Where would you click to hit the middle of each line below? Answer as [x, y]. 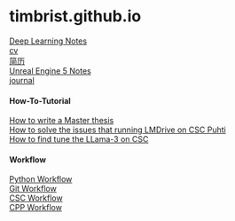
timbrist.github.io [75, 16]
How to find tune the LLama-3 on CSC [79, 139]
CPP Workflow [35, 208]
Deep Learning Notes [48, 41]
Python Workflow [41, 179]
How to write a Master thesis [62, 121]
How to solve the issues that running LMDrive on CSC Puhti [117, 130]
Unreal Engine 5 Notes [50, 71]
